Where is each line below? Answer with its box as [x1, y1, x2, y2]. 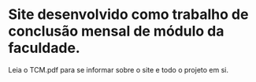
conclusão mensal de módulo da [8, 22, 224, 40]
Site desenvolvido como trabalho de [8, 6, 249, 24]
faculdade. [8, 39, 80, 57]
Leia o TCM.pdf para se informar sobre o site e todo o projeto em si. [8, 65, 229, 74]
